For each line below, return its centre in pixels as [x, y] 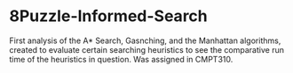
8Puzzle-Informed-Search [108, 16]
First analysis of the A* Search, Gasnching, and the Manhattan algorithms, [145, 40]
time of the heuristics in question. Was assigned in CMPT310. [121, 59]
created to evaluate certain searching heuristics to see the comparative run [146, 49]
